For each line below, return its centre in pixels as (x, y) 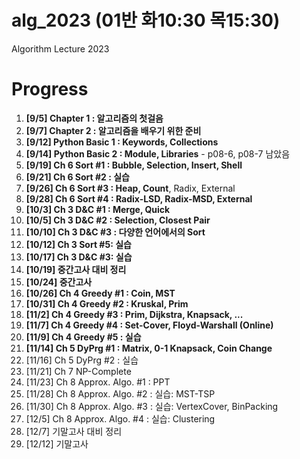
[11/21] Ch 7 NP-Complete (78, 371)
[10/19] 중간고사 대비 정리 (76, 269)
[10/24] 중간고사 (59, 282)
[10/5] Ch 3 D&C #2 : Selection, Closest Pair (118, 220)
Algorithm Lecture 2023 (60, 48)
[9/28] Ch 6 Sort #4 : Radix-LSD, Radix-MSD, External (139, 198)
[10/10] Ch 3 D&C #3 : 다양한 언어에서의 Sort (115, 232)
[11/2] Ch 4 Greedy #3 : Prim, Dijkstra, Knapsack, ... (134, 314)
